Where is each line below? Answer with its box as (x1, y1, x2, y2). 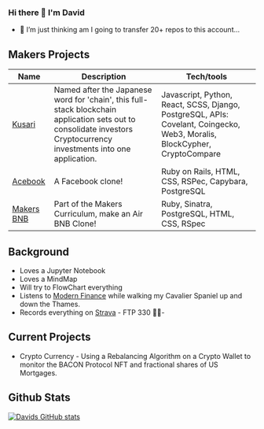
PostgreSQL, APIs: (160, 109, 229, 120)
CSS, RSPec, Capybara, (160, 176, 248, 187)
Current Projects (8, 331, 91, 344)
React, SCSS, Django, (160, 99, 240, 110)
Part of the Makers (53, 198, 123, 209)
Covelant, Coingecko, (160, 119, 241, 130)
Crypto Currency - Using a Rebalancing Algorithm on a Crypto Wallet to (19, 351, 251, 361)
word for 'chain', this (53, 94, 130, 105)
